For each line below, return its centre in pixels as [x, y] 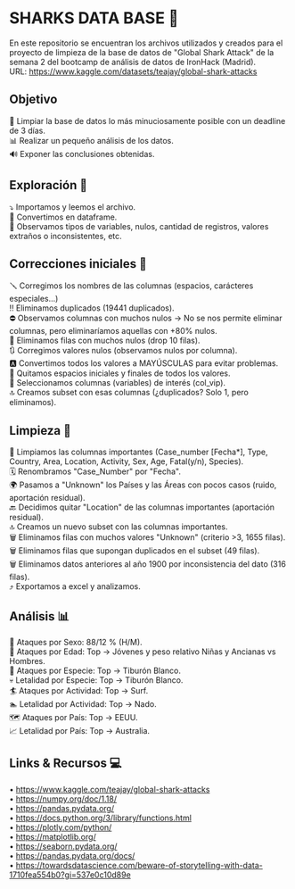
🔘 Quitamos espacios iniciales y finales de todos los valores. [120, 373]
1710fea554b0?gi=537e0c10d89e [70, 875]
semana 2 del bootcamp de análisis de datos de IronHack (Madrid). [133, 62]
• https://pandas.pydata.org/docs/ [72, 855]
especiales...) [34, 299]
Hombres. [28, 661]
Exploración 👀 [48, 185]
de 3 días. [28, 130]
